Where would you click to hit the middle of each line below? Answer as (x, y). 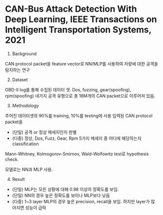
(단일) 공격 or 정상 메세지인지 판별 (44, 132)
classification (25, 144)
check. (12, 159)
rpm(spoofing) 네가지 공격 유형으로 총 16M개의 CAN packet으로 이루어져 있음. (80, 96)
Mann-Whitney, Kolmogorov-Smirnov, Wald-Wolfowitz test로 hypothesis (77, 154)
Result (18, 179)
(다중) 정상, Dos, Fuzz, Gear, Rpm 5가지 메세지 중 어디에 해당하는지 (77, 138)
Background (24, 54)
